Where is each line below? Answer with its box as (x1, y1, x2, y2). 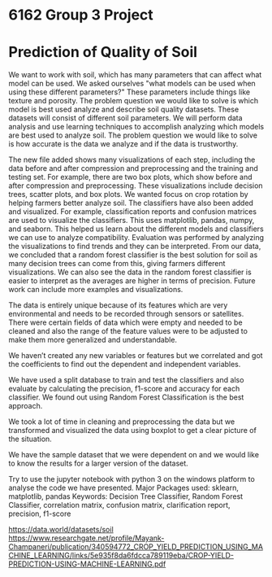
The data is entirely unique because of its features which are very (8, 300, 228, 310)
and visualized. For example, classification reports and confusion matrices (8, 207, 257, 216)
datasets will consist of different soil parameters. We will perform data (8, 113, 243, 123)
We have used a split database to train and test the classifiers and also (8, 375, 244, 385)
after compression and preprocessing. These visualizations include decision (8, 181, 263, 190)
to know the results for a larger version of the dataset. (8, 458, 188, 469)
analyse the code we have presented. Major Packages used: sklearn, (8, 483, 240, 493)
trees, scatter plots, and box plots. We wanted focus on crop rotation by (8, 190, 249, 199)
